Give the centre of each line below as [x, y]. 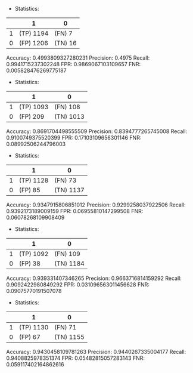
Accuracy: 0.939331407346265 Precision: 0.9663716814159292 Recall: [94, 278]
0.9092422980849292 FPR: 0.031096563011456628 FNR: [78, 285]
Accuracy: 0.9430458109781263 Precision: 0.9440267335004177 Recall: [96, 352]
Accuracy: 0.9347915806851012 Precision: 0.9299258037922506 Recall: [96, 205]
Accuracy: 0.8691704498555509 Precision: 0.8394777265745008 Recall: [97, 131]
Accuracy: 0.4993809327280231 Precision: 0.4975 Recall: [78, 58]
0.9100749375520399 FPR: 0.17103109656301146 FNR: [74, 138]
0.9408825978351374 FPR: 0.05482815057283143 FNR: [75, 358]
